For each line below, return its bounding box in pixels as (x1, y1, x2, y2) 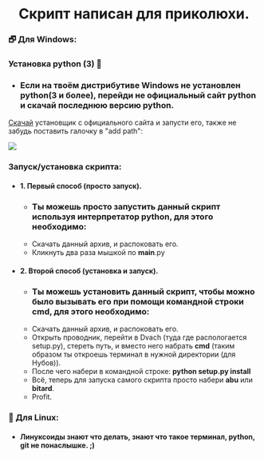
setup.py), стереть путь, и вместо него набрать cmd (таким (31, 341, 235, 351)
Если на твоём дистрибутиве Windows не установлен (19, 79, 241, 90)
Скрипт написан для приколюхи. (18, 5, 250, 23)
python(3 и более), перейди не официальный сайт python (19, 90, 257, 101)
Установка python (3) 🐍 (8, 58, 102, 70)
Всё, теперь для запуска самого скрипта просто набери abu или (31, 375, 253, 384)
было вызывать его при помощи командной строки (31, 296, 245, 307)
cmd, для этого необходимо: (31, 305, 150, 317)
